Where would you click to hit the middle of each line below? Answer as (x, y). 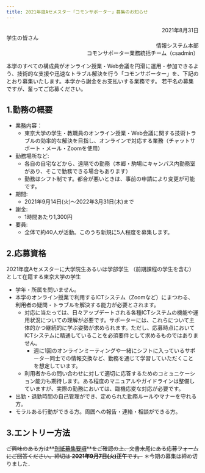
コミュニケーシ (176, 374)
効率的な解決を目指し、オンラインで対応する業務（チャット (115, 141)
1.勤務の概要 (30, 110)
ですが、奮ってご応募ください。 (46, 88)
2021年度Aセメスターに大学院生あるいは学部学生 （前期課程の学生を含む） (100, 269)
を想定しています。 (57, 366)
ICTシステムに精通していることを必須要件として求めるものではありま (111, 335)
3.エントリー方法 (38, 432)
